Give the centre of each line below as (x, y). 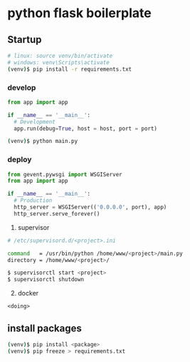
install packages (44, 328)
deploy (20, 160)
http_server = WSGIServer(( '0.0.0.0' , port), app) (90, 207)
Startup (25, 40)
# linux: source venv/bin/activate (60, 56)
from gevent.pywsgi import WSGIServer (65, 174)
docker (28, 293)
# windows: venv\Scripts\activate (59, 62)
